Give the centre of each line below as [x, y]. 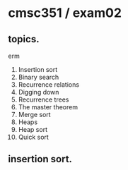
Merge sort [35, 115]
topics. [24, 39]
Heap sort [33, 129]
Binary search [39, 77]
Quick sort [33, 137]
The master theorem [48, 107]
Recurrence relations [49, 85]
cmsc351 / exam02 [65, 13]
